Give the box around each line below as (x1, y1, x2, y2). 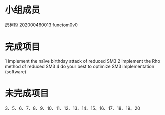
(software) (5, 68, 26, 75)
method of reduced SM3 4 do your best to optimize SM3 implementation (5, 63, 155, 69)
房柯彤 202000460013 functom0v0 (5, 22, 78, 28)
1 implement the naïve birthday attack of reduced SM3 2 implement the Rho (5, 58, 161, 64)
